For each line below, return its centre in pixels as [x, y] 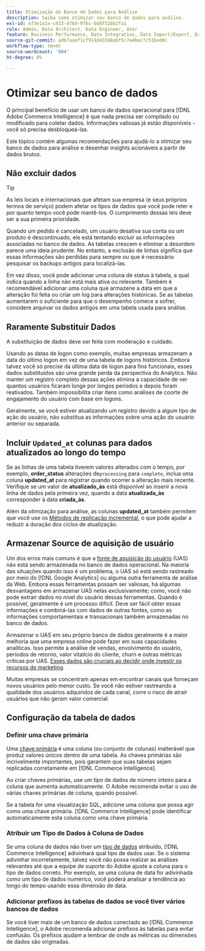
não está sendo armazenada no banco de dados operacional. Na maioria [98, 565]
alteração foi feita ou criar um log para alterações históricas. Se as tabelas [100, 295]
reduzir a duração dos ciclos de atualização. [62, 524]
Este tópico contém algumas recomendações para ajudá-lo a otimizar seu [99, 141]
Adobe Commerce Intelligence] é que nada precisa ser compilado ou [93, 116]
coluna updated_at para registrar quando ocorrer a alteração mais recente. [101, 480]
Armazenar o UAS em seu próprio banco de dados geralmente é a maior [97, 635]
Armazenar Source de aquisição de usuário [90, 544]
